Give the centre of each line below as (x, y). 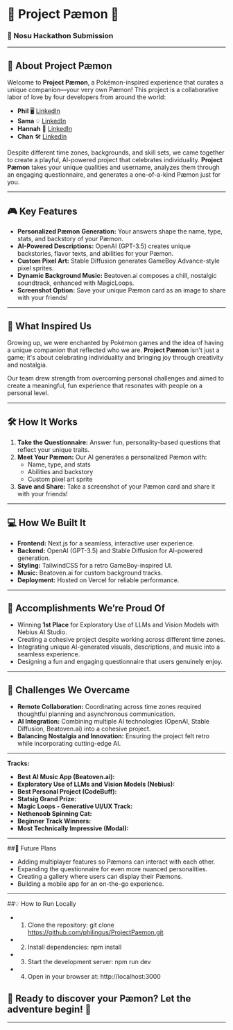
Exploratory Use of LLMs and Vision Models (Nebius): (96, 784)
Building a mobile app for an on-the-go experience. (90, 884)
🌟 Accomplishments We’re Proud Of (86, 608)
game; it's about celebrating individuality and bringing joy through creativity (115, 357)
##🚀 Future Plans (32, 848)
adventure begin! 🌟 (49, 1009)
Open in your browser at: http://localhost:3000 (94, 977)
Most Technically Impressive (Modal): (73, 828)
